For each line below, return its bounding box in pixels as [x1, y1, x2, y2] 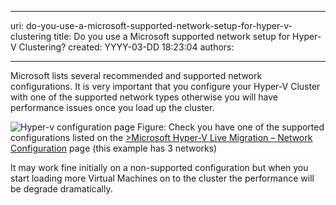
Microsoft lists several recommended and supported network [10, 70, 263, 81]
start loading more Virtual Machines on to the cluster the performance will [10, 172, 315, 184]
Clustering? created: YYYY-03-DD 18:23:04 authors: [18, 41, 235, 53]
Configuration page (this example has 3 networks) [10, 142, 218, 154]
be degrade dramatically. [10, 183, 113, 195]
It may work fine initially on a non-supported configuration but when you [10, 162, 309, 173]
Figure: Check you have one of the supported [137, 121, 325, 133]
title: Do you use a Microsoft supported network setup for [53, 31, 291, 42]
